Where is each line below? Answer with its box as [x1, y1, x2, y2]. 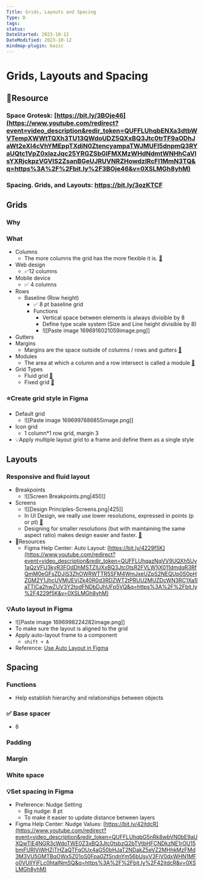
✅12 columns [24, 267, 58, 274]
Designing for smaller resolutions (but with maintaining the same [24, 524, 186, 532]
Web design [15, 261, 46, 268]
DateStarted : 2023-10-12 [6, 32, 69, 38]
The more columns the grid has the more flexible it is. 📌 [24, 254, 163, 262]
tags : [6, 20, 20, 26]
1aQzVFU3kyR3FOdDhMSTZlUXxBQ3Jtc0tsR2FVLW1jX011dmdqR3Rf [24, 563, 197, 571]
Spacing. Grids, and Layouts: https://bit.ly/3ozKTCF [6, 181, 163, 189]
